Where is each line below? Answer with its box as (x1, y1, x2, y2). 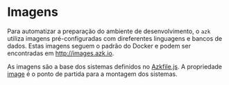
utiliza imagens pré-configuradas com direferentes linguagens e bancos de (7, 34, 223, 42)
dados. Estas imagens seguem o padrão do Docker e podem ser (7, 41, 191, 50)
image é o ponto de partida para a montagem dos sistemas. (7, 70, 178, 78)
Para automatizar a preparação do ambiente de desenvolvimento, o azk (7, 27, 211, 35)
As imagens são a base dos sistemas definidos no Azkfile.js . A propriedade (7, 62, 222, 70)
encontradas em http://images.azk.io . (7, 49, 114, 57)
